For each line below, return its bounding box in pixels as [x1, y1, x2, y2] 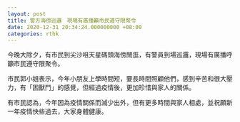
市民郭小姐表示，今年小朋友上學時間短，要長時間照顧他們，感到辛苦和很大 [7, 74, 226, 83]
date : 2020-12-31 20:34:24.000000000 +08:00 [7, 23, 142, 30]
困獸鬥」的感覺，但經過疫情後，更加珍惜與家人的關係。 [31, 83, 195, 92]
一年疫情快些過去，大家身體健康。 [7, 107, 108, 116]
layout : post [7, 10, 46, 18]
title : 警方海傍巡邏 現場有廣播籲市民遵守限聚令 [7, 17, 136, 24]
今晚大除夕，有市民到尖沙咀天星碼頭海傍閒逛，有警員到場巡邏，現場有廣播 [7, 50, 226, 59]
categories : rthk [7, 30, 59, 38]
